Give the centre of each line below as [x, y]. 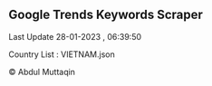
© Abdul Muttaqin [42, 72]
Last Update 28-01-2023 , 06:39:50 [75, 36]
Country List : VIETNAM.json [62, 54]
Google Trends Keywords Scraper [106, 15]
